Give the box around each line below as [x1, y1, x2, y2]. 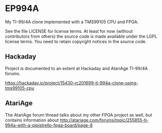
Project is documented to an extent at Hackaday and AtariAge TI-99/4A [5, 65, 148, 71]
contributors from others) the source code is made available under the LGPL [5, 33, 158, 39]
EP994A [5, 3, 39, 14]
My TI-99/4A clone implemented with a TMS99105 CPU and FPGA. [5, 19, 139, 25]
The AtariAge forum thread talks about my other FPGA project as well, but [5, 112, 152, 118]
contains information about [5, 117, 59, 123]
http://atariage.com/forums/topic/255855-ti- [60, 117, 149, 123]
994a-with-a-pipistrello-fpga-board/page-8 [5, 122, 93, 128]
